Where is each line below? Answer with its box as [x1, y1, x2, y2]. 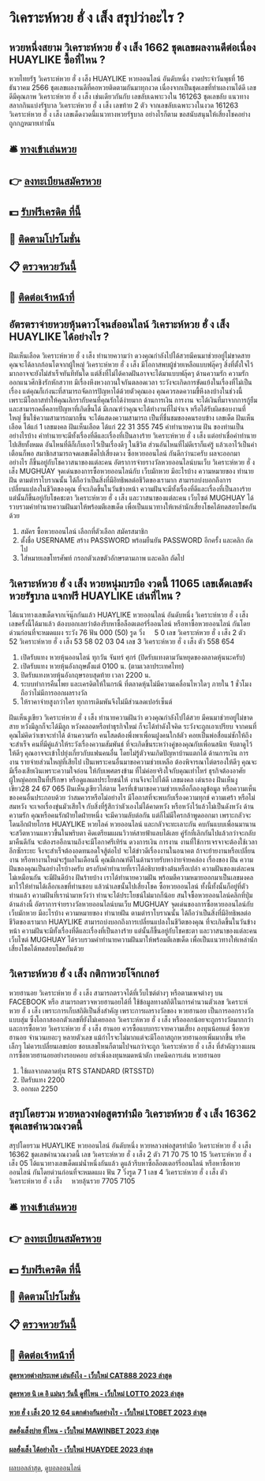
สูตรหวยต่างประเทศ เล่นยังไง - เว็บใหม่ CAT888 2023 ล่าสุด [9, 1370, 172, 1380]
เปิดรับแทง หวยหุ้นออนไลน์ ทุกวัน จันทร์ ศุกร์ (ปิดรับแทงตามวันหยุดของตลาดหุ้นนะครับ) [20, 652, 246, 662]
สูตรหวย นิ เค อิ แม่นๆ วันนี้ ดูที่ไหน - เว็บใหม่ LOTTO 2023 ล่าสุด [9, 1389, 185, 1399]
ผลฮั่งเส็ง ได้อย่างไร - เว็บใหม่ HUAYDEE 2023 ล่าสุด [9, 1445, 154, 1454]
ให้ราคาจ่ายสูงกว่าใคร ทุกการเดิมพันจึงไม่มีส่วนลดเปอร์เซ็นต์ [20, 697, 173, 706]
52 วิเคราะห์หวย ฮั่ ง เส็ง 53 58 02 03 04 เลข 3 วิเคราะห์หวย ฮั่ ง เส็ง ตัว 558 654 [9, 637, 235, 646]
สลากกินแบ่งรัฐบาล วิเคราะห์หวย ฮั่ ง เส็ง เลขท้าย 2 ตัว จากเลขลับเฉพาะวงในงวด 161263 [9, 100, 239, 110]
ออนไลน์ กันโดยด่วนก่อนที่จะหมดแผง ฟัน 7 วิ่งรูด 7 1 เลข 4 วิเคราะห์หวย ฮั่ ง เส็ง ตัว [9, 1167, 228, 1177]
